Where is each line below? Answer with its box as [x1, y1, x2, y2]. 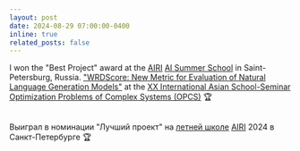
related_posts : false [9, 38, 90, 47]
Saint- [243, 63, 267, 73]
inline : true [9, 29, 58, 38]
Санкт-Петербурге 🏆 [9, 131, 92, 143]
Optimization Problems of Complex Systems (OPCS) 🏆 [9, 91, 212, 103]
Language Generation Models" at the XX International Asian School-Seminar [9, 81, 291, 92]
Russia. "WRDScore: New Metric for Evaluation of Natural [54, 72, 266, 83]
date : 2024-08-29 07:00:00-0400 [9, 21, 130, 30]
